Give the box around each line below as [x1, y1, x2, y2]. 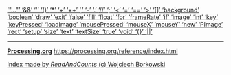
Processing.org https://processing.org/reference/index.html [7, 47, 178, 55]
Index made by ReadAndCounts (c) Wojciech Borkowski [7, 61, 166, 68]
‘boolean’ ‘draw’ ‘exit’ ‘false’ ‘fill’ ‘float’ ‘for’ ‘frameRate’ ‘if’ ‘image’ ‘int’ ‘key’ [7, 13, 219, 21]
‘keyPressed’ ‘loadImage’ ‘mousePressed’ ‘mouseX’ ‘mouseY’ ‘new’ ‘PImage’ [7, 20, 223, 28]
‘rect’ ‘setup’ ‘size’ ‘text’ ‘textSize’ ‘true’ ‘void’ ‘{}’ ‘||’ [7, 27, 153, 35]
